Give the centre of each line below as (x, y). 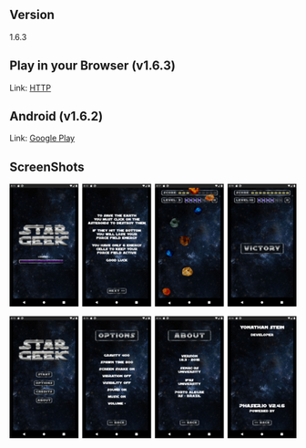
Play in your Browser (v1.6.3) (92, 66)
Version (32, 15)
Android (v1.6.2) (56, 116)
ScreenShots (47, 167)
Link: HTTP (31, 88)
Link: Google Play (42, 138)
